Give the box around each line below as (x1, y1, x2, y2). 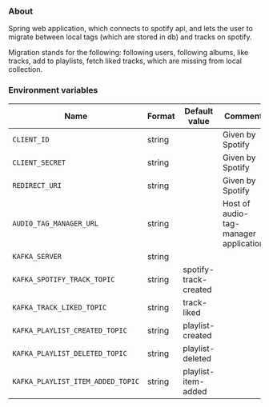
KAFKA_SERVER (12, 252, 62, 261)
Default (184, 106, 214, 117)
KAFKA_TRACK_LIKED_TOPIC (12, 302, 107, 312)
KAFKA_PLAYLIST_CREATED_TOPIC (12, 325, 128, 335)
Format (147, 110, 175, 122)
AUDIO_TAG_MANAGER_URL (12, 218, 98, 228)
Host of (223, 198, 251, 209)
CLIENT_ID (12, 134, 50, 144)
